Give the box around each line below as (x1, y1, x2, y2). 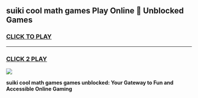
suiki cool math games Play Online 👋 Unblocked (6, 6, 184, 16)
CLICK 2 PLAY (6, 55, 47, 63)
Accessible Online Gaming (6, 85, 72, 92)
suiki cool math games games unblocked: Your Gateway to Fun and (6, 79, 174, 86)
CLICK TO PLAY (6, 33, 52, 41)
